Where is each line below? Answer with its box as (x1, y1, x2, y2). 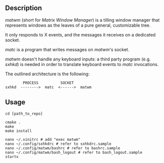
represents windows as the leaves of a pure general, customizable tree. (5, 22, 151, 28)
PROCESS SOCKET (23, 80, 74, 85)
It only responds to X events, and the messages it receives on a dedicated (5, 32, 156, 37)
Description (5, 4, 42, 12)
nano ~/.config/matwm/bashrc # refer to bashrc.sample (5, 145, 121, 151)
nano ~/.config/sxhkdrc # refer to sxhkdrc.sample (5, 141, 112, 146)
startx (5, 154, 19, 159)
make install (5, 128, 32, 133)
